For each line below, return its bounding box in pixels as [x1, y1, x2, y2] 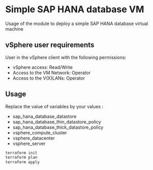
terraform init [5, 150, 38, 155]
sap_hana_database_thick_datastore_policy [12, 124, 104, 130]
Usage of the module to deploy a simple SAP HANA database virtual [5, 20, 148, 27]
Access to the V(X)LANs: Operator [12, 75, 85, 81]
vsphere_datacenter [12, 135, 55, 141]
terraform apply [5, 160, 40, 165]
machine [5, 26, 24, 32]
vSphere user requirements [5, 41, 94, 50]
